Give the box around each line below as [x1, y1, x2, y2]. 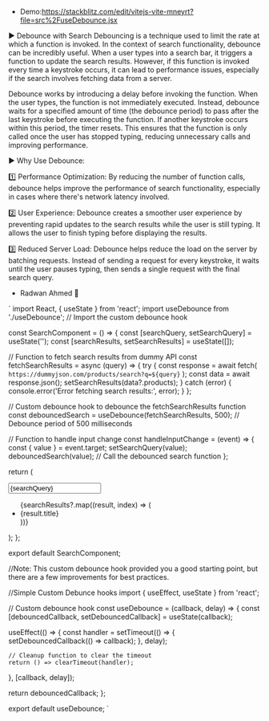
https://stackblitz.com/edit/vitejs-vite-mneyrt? [41, 7, 194, 16]
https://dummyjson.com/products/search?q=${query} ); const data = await [8, 369, 251, 378]
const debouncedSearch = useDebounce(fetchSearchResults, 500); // [8, 410, 240, 420]
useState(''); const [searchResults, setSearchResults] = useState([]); [8, 336, 235, 346]
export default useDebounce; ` [8, 704, 110, 713]
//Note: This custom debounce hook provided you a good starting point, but [8, 564, 259, 573]
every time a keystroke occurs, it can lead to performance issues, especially [8, 65, 259, 75]
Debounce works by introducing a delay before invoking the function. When [8, 89, 259, 99]
